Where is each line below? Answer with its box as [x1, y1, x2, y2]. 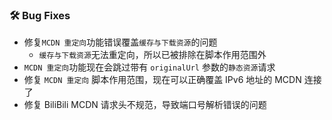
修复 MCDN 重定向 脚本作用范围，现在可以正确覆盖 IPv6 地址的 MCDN [23, 74, 302, 86]
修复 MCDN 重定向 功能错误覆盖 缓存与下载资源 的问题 [23, 36, 218, 48]
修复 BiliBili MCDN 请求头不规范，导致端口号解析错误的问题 [23, 99, 267, 111]
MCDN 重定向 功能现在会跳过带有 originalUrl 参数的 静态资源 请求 [23, 61, 276, 73]
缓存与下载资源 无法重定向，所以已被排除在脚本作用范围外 [38, 49, 267, 61]
